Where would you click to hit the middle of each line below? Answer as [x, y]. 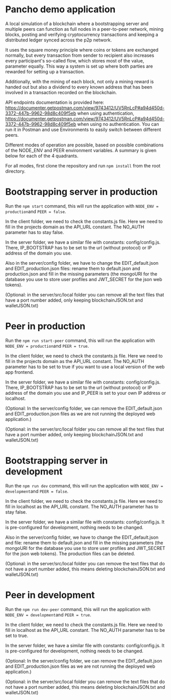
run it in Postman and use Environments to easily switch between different [83, 130]
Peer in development [50, 595]
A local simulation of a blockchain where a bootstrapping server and [77, 24]
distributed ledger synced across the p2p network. [59, 40]
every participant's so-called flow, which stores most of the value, [75, 60]
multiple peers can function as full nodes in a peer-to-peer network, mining [84, 29]
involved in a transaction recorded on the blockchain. [61, 92]
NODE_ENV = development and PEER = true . [48, 614]
